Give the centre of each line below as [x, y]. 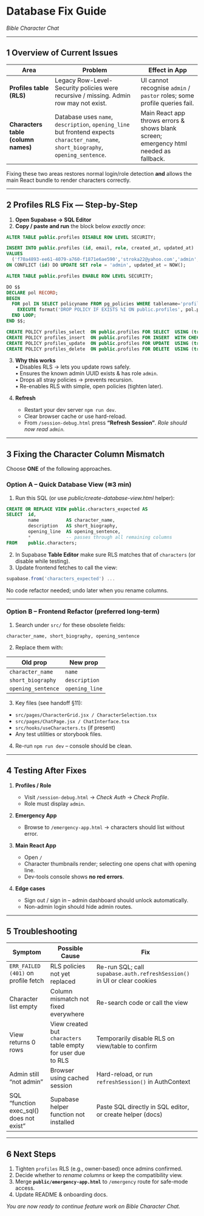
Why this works [35, 361]
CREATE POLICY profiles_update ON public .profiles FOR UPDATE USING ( [100, 343]
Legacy [65, 80]
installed [62, 1122]
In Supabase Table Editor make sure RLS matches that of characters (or [105, 554]
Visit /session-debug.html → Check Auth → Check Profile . [97, 797]
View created [69, 1024]
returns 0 [22, 1043]
